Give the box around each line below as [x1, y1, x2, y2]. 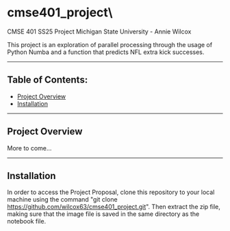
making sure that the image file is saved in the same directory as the [7, 210, 200, 218]
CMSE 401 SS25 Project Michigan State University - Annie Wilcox [7, 27, 192, 36]
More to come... [7, 144, 52, 152]
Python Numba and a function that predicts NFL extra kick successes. [7, 48, 205, 56]
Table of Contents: [7, 74, 88, 86]
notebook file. [7, 217, 47, 226]
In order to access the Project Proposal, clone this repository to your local [7, 188, 215, 196]
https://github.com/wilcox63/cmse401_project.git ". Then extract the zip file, [7, 203, 221, 211]
